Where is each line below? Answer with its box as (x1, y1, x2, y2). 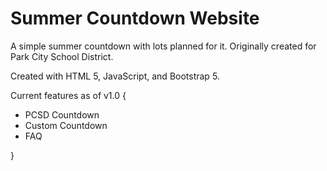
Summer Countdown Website (10, 7, 260, 30)
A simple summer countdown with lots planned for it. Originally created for (10, 40, 317, 52)
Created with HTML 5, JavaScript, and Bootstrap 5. (10, 70, 220, 82)
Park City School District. (10, 50, 114, 62)
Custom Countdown (24, 119, 108, 131)
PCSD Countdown (24, 108, 100, 121)
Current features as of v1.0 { (10, 89, 127, 101)
